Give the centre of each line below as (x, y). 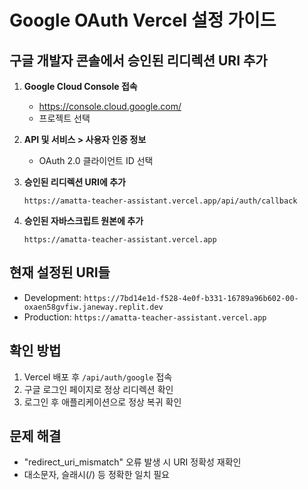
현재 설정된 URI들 (60, 272)
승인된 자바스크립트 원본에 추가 (83, 220)
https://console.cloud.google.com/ (110, 106)
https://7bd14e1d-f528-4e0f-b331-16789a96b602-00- (191, 298)
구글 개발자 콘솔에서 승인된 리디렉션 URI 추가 (138, 60)
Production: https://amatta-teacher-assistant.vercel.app (145, 317)
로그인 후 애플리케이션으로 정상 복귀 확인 (102, 402)
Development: (52, 297)
